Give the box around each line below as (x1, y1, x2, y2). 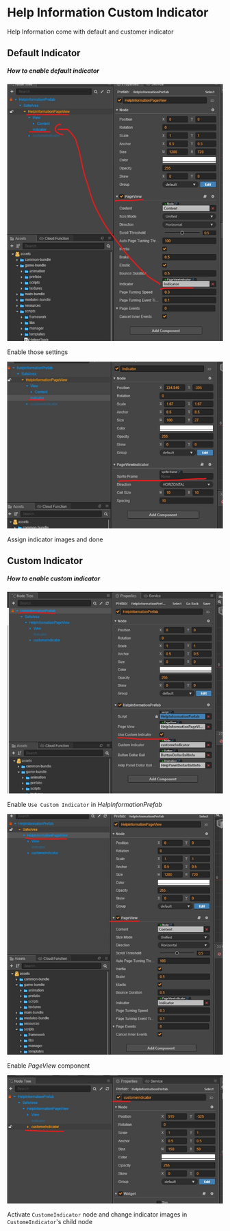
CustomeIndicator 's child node (7, 1218, 93, 1226)
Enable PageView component (7, 1062, 90, 1070)
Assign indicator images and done (7, 535, 103, 543)
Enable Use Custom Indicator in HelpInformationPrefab (7, 800, 163, 808)
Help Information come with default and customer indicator (7, 27, 174, 36)
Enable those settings (7, 348, 68, 356)
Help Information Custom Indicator (7, 5, 209, 21)
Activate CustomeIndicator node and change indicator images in (7, 1210, 188, 1219)
